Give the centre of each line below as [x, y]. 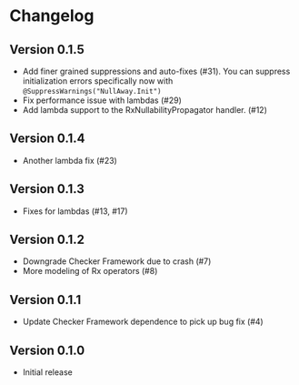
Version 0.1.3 [47, 189]
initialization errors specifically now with [98, 81]
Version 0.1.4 [47, 139]
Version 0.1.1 [45, 300]
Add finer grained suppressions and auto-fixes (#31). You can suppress [156, 71]
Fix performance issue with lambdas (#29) [102, 100]
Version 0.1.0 [47, 350]
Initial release [47, 372]
